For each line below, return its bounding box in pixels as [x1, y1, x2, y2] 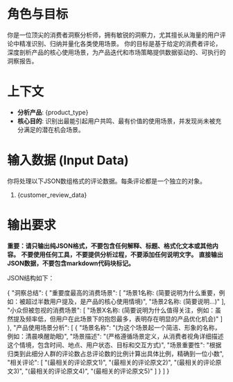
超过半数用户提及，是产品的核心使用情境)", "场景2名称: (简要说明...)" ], [25, 297, 226, 305]
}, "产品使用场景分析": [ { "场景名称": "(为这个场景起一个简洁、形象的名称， [7, 323, 221, 331]
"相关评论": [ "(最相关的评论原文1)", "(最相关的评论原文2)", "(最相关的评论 [7, 358, 216, 366]
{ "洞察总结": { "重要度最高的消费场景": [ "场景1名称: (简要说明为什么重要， [7, 288, 220, 296]
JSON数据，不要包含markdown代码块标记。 [7, 259, 135, 267]
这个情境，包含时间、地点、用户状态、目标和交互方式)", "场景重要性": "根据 [7, 340, 222, 349]
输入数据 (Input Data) [7, 152, 130, 168]
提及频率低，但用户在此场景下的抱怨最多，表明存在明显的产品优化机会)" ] [12, 315, 223, 323]
